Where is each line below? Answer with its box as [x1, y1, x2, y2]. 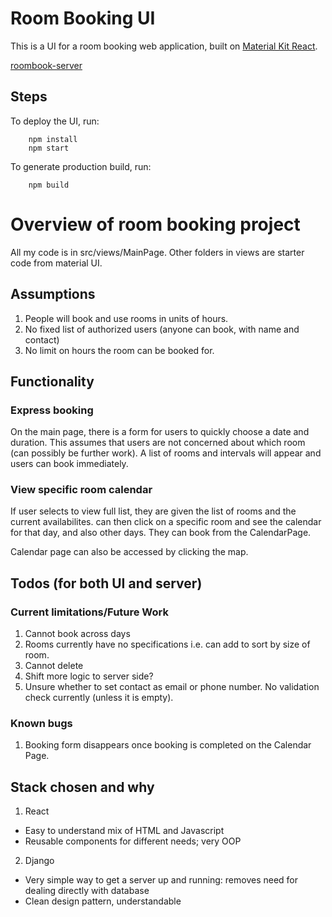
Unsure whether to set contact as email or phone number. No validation [24, 681, 320, 693]
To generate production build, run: [10, 160, 152, 172]
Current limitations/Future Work [10, 605, 169, 619]
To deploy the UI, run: [10, 115, 100, 127]
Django [24, 855, 55, 867]
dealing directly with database [24, 885, 150, 897]
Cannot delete [24, 660, 84, 672]
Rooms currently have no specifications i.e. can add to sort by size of [24, 638, 311, 651]
